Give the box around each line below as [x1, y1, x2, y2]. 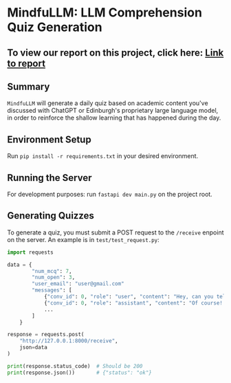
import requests [7, 249, 54, 256]
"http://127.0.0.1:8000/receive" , [19, 338, 118, 344]
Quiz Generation [7, 19, 102, 35]
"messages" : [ [32, 287, 72, 294]
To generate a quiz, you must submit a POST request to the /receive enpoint [7, 228, 225, 237]
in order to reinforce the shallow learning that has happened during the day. [7, 113, 221, 122]
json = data [19, 344, 48, 351]
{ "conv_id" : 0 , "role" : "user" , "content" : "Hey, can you [43, 294, 214, 300]
